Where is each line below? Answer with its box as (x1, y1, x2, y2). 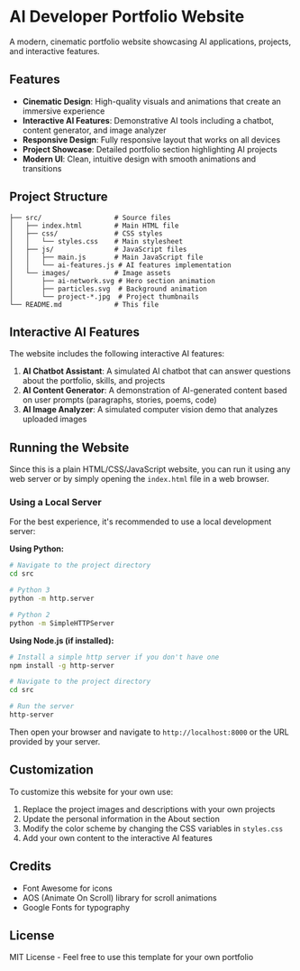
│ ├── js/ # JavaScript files (9, 245, 187, 254)
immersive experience (22, 106, 105, 116)
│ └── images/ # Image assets (9, 268, 171, 277)
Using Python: (9, 543, 65, 554)
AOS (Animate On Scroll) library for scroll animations (22, 892, 218, 903)
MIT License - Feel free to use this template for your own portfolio (9, 952, 254, 963)
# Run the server (9, 702, 75, 711)
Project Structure (9, 190, 108, 205)
